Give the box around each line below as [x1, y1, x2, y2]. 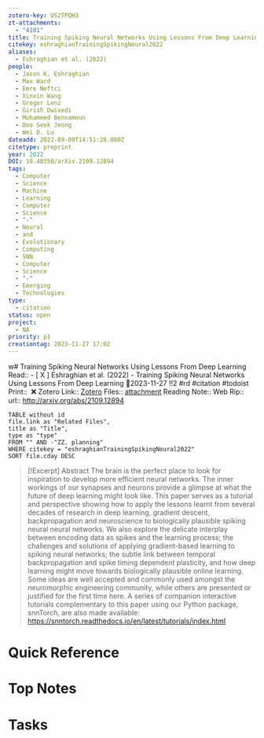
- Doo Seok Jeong [15, 121, 72, 129]
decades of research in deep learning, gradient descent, [27, 508, 211, 517]
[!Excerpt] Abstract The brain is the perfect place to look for [27, 466, 222, 475]
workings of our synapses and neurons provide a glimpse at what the [27, 483, 252, 492]
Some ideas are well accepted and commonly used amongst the [27, 575, 236, 584]
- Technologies [15, 289, 65, 297]
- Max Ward [15, 77, 51, 85]
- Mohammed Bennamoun [15, 114, 86, 122]
